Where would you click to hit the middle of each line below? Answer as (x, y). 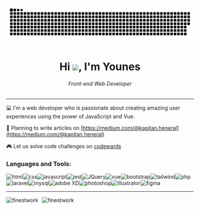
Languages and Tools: (39, 164)
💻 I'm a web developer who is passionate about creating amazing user (93, 108)
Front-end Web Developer (100, 83)
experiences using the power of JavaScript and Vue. (71, 117)
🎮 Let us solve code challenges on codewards (64, 146)
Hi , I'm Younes (100, 66)
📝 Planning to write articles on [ (45, 128)
